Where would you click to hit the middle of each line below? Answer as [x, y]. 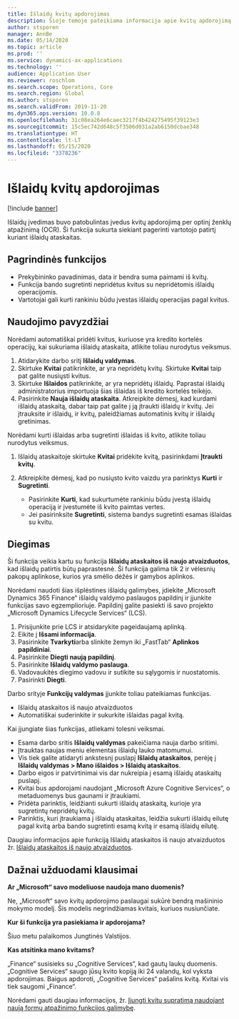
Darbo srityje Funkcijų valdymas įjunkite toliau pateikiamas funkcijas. [110, 694]
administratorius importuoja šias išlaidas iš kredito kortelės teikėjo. [115, 391]
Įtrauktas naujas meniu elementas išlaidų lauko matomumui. [105, 750]
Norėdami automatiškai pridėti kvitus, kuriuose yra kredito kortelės [105, 339]
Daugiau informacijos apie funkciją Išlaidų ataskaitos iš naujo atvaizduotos [116, 840]
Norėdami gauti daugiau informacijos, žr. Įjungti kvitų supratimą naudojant [116, 1000]
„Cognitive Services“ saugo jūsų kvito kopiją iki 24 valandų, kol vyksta [110, 971]
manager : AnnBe [30, 34]
